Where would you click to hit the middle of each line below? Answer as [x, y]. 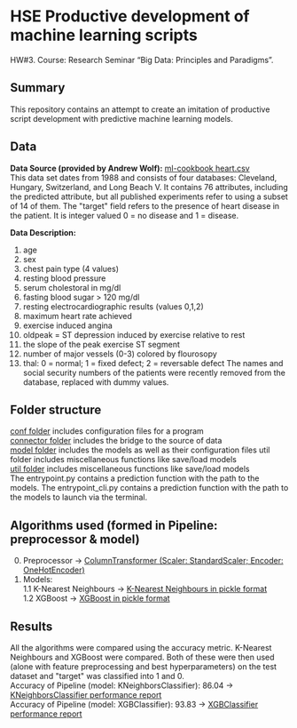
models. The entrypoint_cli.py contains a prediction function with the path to [149, 488]
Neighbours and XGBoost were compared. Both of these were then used [142, 657]
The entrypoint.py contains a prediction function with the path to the [135, 478]
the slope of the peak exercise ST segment [101, 344]
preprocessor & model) [75, 539]
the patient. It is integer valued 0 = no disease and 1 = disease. [125, 215]
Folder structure [56, 409]
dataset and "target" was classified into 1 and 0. [98, 676]
